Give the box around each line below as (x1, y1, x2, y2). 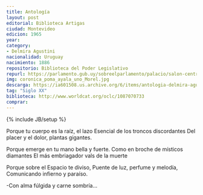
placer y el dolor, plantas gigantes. (6, 134, 92, 141)
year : (6, 37, 20, 43)
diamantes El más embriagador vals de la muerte (6, 152, 128, 159)
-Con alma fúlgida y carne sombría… (6, 182, 98, 189)
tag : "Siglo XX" (6, 88, 47, 94)
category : (6, 43, 31, 49)
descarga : (6, 82, 31, 88)
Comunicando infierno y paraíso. (6, 170, 88, 177)
